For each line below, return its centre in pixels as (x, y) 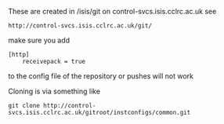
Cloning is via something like (54, 91)
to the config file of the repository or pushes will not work (101, 76)
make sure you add (39, 40)
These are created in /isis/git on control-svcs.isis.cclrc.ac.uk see (112, 11)
